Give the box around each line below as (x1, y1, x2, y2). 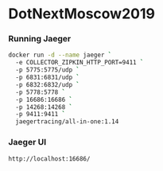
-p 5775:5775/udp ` (15, 66, 80, 74)
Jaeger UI (8, 137, 46, 148)
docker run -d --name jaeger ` (8, 51, 112, 60)
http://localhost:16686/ (8, 154, 91, 163)
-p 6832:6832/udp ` (15, 80, 80, 88)
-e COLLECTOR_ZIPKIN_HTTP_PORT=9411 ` (15, 59, 145, 67)
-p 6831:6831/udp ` (15, 73, 80, 82)
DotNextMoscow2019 (8, 5, 155, 23)
